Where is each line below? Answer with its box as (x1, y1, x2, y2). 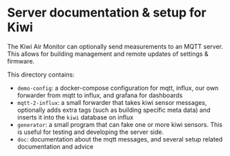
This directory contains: (7, 70, 75, 79)
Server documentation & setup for (7, 5, 207, 21)
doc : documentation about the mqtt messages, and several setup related (17, 135, 223, 143)
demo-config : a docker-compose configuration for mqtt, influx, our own (17, 84, 219, 92)
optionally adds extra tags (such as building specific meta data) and (17, 106, 211, 114)
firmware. (7, 57, 35, 65)
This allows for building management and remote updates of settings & (7, 50, 209, 58)
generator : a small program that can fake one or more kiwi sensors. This (17, 120, 223, 128)
